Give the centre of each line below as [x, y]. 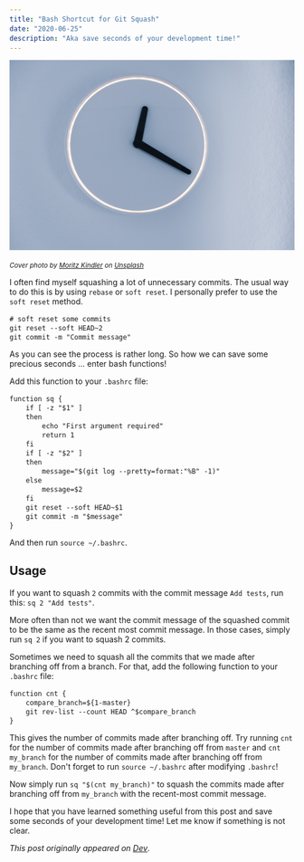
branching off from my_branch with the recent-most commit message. [138, 793]
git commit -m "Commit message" [70, 338]
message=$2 [62, 490]
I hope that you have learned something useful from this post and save [141, 811]
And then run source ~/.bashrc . [69, 542]
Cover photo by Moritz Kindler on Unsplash [77, 266]
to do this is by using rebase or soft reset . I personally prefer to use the [143, 292]
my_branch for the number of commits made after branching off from [136, 757]
